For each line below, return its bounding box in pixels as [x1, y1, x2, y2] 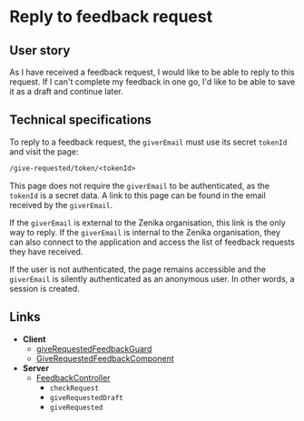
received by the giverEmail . [9, 199, 113, 210]
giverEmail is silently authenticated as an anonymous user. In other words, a [9, 273, 295, 284]
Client [22, 334, 46, 345]
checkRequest [49, 384, 100, 393]
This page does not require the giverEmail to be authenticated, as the [9, 180, 270, 191]
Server [22, 362, 50, 374]
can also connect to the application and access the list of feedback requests [9, 236, 295, 247]
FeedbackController [35, 372, 111, 383]
